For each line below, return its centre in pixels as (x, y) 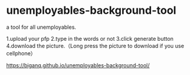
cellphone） (21, 53)
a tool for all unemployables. (41, 27)
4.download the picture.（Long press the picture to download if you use (95, 46)
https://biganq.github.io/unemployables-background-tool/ (78, 65)
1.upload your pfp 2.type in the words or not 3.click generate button (90, 38)
